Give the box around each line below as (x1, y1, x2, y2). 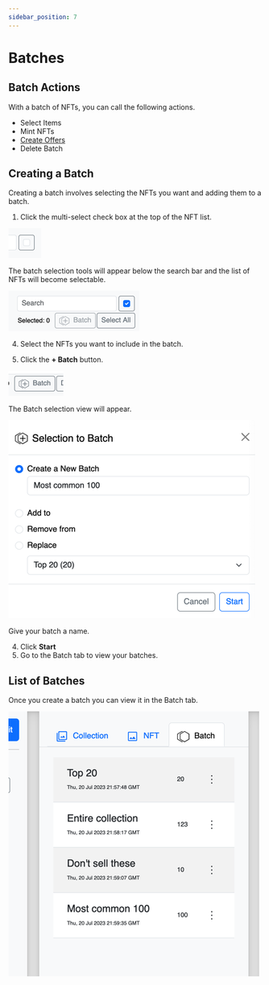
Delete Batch (19, 143, 63, 153)
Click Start (19, 642, 56, 652)
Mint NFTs (19, 126, 55, 136)
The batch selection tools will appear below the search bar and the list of (8, 266, 250, 276)
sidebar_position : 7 (8, 13, 78, 21)
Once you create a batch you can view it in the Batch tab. (8, 696, 199, 705)
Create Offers (19, 135, 66, 144)
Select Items (19, 118, 62, 127)
